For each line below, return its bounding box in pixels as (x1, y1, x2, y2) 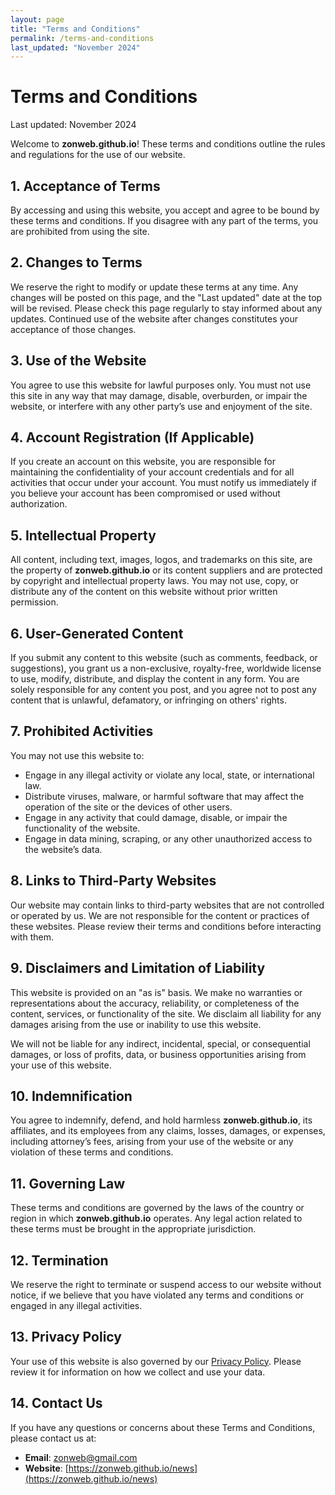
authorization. (10, 498, 68, 510)
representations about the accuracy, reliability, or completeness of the (10, 997, 300, 1009)
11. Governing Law (10, 1175, 126, 1192)
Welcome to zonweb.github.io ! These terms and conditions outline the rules (10, 138, 326, 150)
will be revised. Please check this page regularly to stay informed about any (10, 302, 323, 314)
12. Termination (10, 1252, 109, 1269)
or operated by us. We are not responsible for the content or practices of (10, 909, 310, 921)
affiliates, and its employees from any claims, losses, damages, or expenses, (10, 1125, 326, 1137)
